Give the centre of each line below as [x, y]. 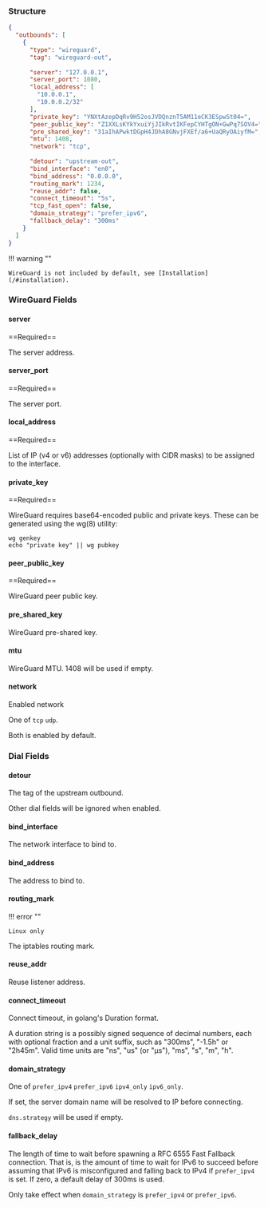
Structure [27, 11]
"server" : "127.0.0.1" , [69, 72]
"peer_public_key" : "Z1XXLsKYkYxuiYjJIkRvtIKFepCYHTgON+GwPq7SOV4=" [146, 124]
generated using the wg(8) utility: [63, 524]
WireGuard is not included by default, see [82, 273]
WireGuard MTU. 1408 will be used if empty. [81, 668]
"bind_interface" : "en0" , [72, 169]
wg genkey [25, 538]
